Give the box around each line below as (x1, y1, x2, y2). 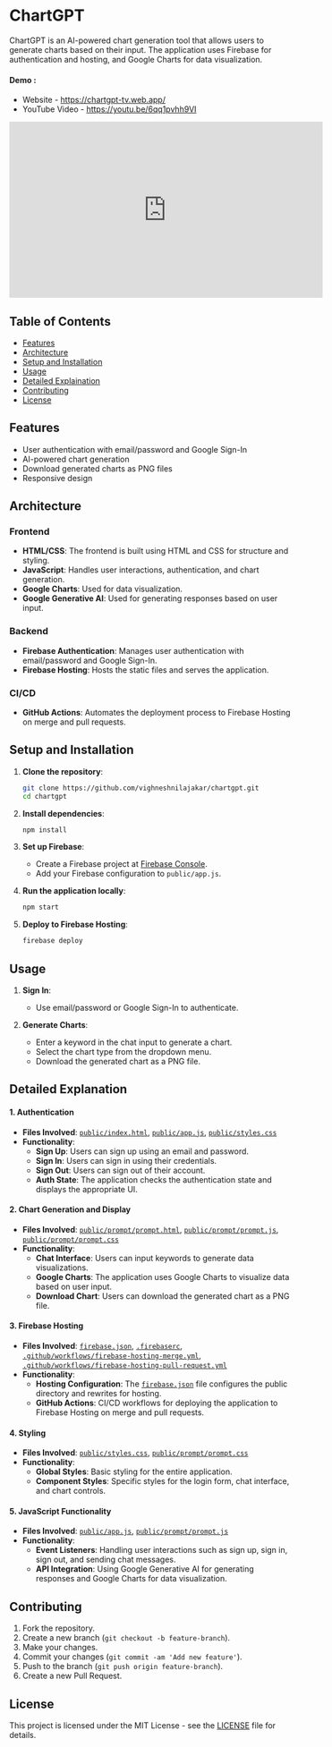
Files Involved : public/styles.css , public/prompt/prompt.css (21, 1447, 249, 1458)
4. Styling (9, 1428, 47, 1438)
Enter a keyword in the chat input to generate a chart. (35, 1037, 233, 1047)
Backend (9, 625, 49, 638)
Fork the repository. (21, 1623, 96, 1633)
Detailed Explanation (9, 1081, 128, 1097)
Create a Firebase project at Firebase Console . (35, 859, 208, 869)
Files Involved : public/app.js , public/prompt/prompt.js (21, 1526, 229, 1537)
